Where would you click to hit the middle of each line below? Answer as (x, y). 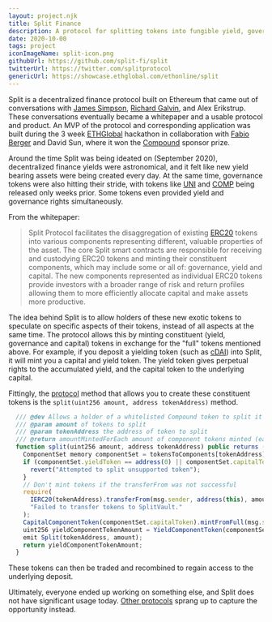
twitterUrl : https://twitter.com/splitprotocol (90, 69)
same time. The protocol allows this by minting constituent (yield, (117, 334)
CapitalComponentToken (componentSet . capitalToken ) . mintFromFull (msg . (143, 522)
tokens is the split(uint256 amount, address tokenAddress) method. (123, 401)
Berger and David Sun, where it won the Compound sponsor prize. (119, 142)
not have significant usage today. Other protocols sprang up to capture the (133, 601)
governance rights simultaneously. (66, 201)
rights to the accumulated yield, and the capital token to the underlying (126, 369)
